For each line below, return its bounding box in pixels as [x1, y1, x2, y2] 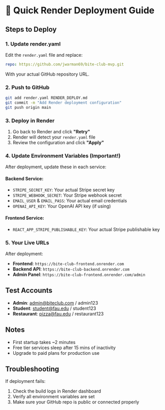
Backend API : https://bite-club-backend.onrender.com [12, 266, 130, 272]
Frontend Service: [5, 215, 44, 221]
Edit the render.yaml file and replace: [5, 52, 83, 58]
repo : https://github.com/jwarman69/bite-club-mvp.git [5, 61, 124, 67]
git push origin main [5, 105, 51, 110]
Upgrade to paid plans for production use [12, 350, 100, 356]
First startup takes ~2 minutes [12, 339, 76, 345]
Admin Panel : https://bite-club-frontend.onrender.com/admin [12, 271, 146, 278]
